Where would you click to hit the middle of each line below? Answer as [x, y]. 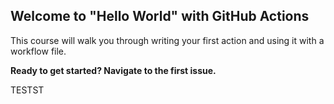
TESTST [27, 90]
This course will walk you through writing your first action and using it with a [167, 40]
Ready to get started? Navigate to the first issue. [113, 70]
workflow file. [38, 51]
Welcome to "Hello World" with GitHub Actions [160, 16]
